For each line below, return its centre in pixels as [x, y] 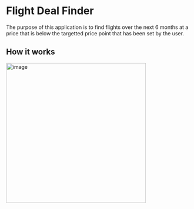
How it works [31, 52]
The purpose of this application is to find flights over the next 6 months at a [97, 27]
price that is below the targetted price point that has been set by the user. [95, 33]
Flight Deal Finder [50, 11]
